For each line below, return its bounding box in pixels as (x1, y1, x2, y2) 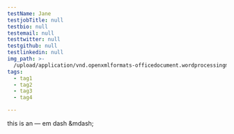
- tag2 (13, 81, 33, 88)
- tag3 (13, 87, 33, 94)
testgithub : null (7, 42, 58, 49)
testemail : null (7, 29, 54, 37)
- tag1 (13, 74, 33, 82)
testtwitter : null (7, 36, 61, 43)
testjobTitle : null (7, 17, 64, 24)
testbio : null (7, 23, 49, 30)
